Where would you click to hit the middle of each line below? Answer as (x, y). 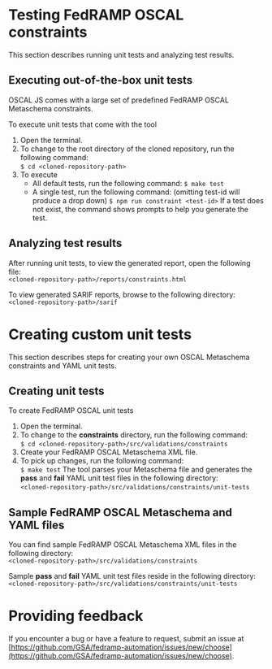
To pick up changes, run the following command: (102, 461)
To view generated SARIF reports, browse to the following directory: (122, 294)
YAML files (37, 525)
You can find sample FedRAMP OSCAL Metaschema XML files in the (123, 545)
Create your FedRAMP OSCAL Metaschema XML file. (109, 452)
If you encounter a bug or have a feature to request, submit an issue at (126, 639)
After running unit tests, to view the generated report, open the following (130, 263)
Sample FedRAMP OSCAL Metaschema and (121, 513)
